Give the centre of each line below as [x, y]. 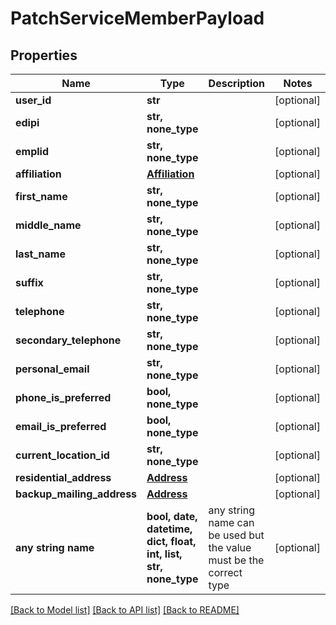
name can [231, 522]
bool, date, [172, 516]
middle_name [48, 225]
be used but [236, 535]
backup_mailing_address [76, 494]
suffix [29, 282]
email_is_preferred [61, 426]
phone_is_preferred [63, 397]
